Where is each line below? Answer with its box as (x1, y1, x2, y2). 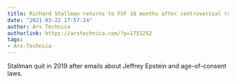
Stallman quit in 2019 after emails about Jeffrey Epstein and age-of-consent (7, 62, 227, 70)
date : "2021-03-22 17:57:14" (7, 17, 93, 24)
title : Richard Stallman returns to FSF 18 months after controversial (7, 10, 221, 17)
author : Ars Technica (7, 23, 71, 30)
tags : (7, 36, 23, 43)
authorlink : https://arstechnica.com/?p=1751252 (7, 29, 152, 37)
